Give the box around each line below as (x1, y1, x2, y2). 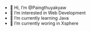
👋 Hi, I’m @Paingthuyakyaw (9, 5, 67, 10)
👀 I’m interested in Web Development (9, 10, 86, 16)
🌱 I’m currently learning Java (9, 15, 69, 21)
